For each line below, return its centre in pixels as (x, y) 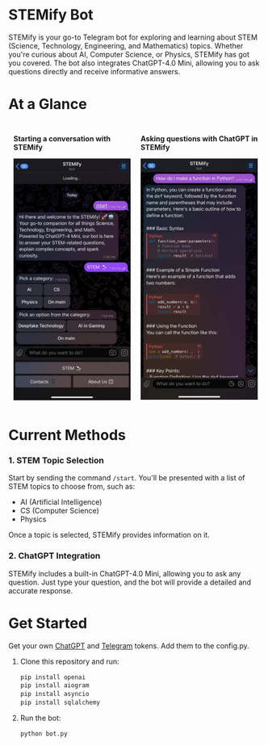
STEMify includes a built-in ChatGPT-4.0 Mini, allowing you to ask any (125, 573)
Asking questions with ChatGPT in (199, 138)
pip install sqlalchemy (60, 703)
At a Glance (48, 105)
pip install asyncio (54, 694)
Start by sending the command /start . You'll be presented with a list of (127, 478)
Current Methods (67, 436)
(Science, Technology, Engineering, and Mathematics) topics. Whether (126, 45)
